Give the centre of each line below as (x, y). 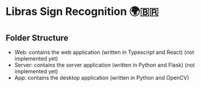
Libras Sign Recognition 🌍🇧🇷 (82, 12)
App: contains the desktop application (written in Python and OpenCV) (102, 78)
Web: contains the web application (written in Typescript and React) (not (104, 52)
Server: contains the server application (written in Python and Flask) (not (104, 65)
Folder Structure (37, 37)
